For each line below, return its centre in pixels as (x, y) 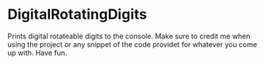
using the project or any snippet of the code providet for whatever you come (132, 44)
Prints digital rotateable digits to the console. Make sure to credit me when (129, 36)
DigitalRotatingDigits (77, 14)
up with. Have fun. (37, 52)
